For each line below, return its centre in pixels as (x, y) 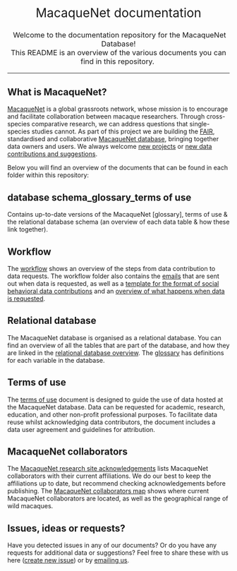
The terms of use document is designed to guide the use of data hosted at (115, 399)
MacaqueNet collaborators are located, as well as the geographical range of (118, 498)
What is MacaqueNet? (57, 92)
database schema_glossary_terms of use (99, 197)
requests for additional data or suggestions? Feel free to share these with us (118, 553)
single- (200, 124)
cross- (216, 116)
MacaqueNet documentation (119, 13)
